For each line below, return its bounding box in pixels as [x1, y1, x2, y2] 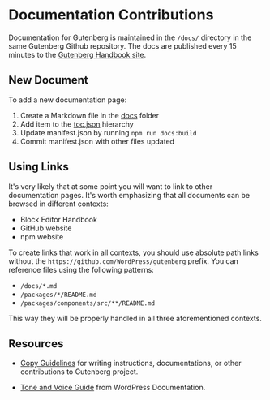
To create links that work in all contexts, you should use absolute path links [8, 247, 259, 257]
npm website [19, 231, 64, 241]
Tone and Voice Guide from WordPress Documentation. [19, 383, 206, 393]
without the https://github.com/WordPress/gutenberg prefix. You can [8, 256, 239, 265]
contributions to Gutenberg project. [19, 367, 139, 376]
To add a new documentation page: [8, 95, 127, 105]
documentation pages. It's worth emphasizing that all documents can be [8, 190, 250, 200]
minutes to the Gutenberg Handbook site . [8, 49, 147, 59]
